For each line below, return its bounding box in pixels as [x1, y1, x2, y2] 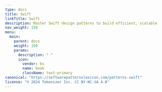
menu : [5, 30, 16, 35]
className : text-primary [22, 71, 73, 75]
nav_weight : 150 [5, 25, 38, 30]
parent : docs [14, 39, 40, 44]
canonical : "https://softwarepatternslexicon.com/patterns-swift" [5, 75, 142, 80]
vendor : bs [22, 61, 45, 66]
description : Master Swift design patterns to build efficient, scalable [5, 20, 158, 26]
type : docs [5, 7, 27, 12]
